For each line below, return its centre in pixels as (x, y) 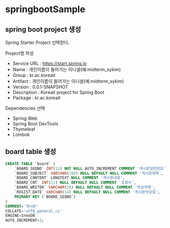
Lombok (21, 135)
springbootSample (45, 9)
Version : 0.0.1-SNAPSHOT (40, 87)
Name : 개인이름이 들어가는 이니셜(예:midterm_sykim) (66, 69)
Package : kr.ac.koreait (37, 98)
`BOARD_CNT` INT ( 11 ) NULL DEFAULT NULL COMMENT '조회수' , (75, 183)
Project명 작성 (20, 53)
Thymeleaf (24, 129)
